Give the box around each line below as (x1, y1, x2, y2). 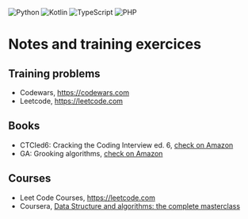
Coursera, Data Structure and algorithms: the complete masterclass (19, 201, 240, 210)
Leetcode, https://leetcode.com (19, 96, 124, 106)
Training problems (8, 67, 101, 80)
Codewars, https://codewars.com (19, 88, 129, 97)
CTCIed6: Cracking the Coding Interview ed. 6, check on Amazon (19, 140, 234, 150)
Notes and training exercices (8, 36, 202, 53)
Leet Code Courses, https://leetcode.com (19, 193, 156, 202)
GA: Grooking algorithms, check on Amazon (19, 148, 163, 158)
